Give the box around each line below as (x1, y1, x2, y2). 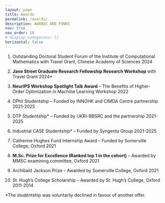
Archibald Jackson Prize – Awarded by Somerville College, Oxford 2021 (12, 167, 159, 173)
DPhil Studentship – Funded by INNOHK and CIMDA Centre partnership (12, 98, 158, 104)
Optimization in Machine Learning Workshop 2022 (25, 88, 129, 95)
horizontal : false (5, 40, 43, 45)
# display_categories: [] (5, 35, 59, 40)
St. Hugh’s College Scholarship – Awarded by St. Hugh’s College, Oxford (12, 177, 161, 183)
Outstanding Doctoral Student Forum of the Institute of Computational (12, 53, 156, 59)
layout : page (5, 7, 32, 12)
